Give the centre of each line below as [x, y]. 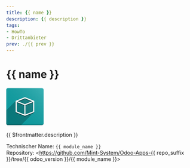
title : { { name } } [29, 13]
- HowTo [16, 32]
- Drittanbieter [26, 38]
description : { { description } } [46, 19]
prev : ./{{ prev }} [30, 44]
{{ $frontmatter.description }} [42, 135]
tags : [13, 25]
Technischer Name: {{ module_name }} [54, 146]
